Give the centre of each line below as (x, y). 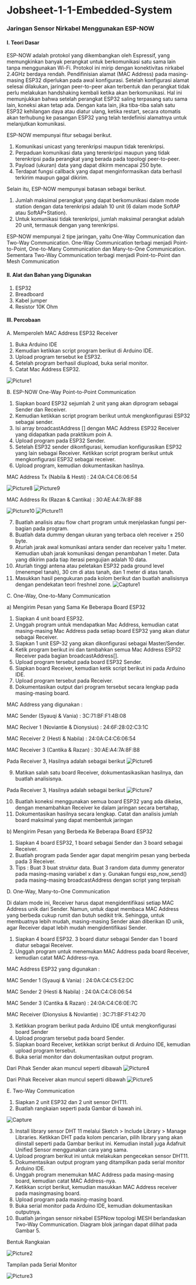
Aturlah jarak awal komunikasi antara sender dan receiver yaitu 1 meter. (101, 547)
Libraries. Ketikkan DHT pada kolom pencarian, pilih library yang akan (99, 1137)
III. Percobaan (24, 320)
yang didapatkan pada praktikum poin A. (64, 434)
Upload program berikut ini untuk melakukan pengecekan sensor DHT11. (102, 1156)
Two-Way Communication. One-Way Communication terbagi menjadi (90, 243)
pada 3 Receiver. (35, 861)
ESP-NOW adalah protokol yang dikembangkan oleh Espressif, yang (88, 56)
